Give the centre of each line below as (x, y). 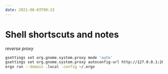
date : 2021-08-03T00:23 (30, 10)
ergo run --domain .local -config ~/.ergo (50, 67)
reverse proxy (19, 48)
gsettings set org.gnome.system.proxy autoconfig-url (62, 62)
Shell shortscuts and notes (62, 34)
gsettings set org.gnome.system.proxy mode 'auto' (59, 57)
